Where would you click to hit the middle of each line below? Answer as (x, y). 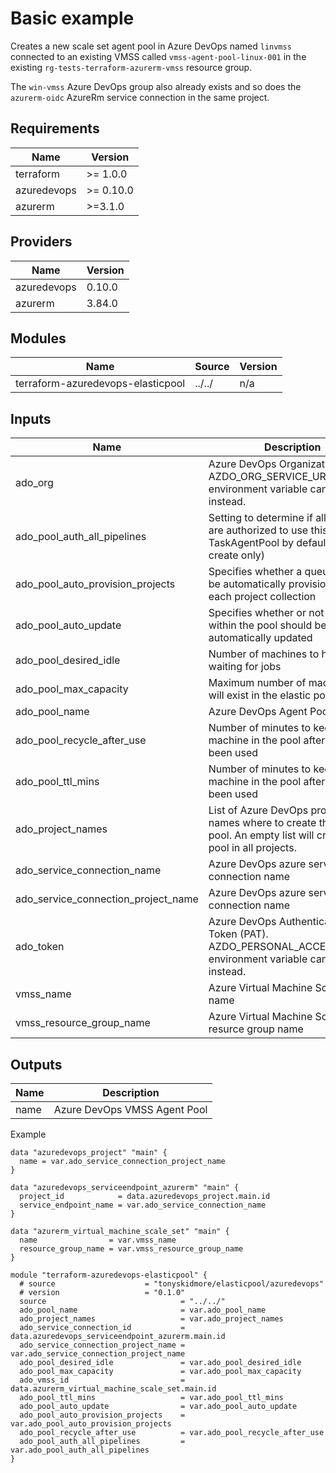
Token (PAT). (238, 934)
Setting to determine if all (267, 518)
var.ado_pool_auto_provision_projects (91, 1424)
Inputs (31, 418)
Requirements (55, 128)
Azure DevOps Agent (258, 712)
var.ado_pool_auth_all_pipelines (80, 1450)
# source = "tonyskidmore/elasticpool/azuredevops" (172, 1284)
